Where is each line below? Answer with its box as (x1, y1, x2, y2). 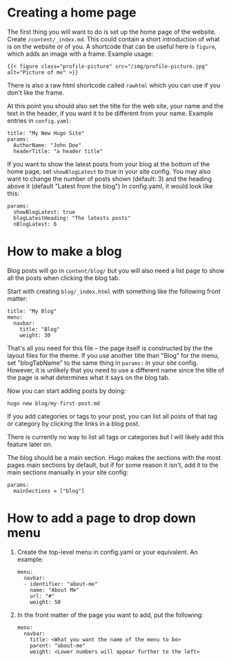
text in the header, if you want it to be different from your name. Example (7, 109, 214, 117)
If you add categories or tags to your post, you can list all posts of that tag (7, 412, 217, 420)
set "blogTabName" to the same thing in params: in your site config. (7, 359, 199, 367)
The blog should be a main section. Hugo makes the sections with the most (7, 453, 221, 461)
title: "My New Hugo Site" (7, 130, 85, 137)
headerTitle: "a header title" (13, 148, 103, 154)
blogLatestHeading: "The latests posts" (13, 214, 131, 221)
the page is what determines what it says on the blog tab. (7, 373, 170, 381)
